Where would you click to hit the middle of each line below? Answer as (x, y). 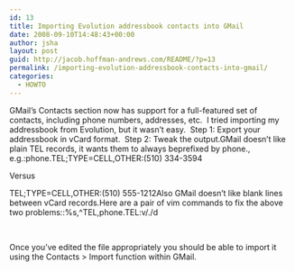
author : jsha (34, 43)
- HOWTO (32, 85)
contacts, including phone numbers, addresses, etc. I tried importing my (144, 120)
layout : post (34, 51)
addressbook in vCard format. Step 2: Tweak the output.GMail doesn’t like (148, 139)
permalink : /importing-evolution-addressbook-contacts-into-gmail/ (139, 68)
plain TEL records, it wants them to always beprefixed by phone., (130, 149)
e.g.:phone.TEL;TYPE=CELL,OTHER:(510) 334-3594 (106, 158)
